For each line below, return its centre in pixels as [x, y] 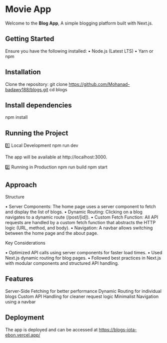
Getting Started [30, 39]
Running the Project [37, 133]
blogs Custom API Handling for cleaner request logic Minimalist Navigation [82, 296]
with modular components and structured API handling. [62, 263]
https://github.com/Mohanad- [99, 84]
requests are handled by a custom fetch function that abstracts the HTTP [80, 222]
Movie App [28, 9]
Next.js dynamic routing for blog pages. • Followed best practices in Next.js [83, 258]
